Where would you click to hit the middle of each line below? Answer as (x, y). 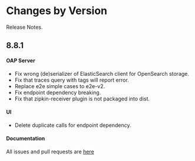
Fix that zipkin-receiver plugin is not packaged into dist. (82, 99)
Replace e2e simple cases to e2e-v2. (60, 86)
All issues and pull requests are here (50, 152)
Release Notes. (24, 27)
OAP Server (21, 61)
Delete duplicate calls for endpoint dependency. (73, 125)
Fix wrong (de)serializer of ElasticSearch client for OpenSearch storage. (102, 73)
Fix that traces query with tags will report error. (72, 80)
